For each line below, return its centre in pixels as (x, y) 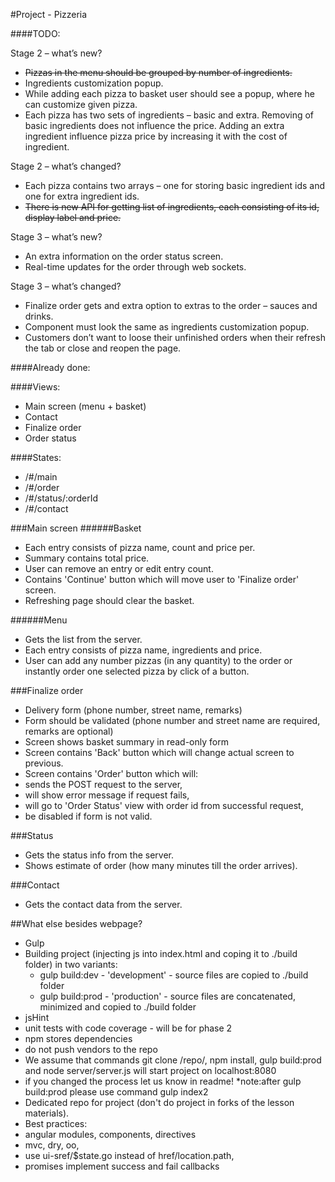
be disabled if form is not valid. (88, 816)
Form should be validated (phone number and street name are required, (172, 720)
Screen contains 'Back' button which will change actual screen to (159, 752)
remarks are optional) (69, 731)
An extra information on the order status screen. (124, 256)
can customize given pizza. (81, 104)
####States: (36, 457)
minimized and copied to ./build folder (118, 1007)
